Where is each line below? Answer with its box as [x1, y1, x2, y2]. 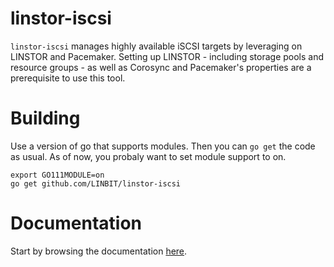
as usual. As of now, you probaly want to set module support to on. [10, 150, 287, 162]
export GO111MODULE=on [10, 170, 105, 180]
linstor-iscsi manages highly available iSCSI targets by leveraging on [10, 40, 303, 52]
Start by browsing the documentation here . [10, 245, 188, 257]
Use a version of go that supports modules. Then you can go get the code [10, 140, 316, 152]
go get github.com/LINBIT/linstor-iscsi [10, 178, 182, 189]
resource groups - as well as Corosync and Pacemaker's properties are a [10, 61, 312, 73]
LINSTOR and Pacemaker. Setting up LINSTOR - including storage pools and [10, 50, 325, 62]
